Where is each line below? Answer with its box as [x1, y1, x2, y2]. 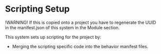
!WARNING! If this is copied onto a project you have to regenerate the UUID [5, 19, 156, 25]
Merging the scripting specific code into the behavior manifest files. [12, 43, 149, 49]
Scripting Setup [5, 3, 70, 15]
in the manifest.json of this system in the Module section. [5, 24, 120, 30]
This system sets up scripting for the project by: [5, 34, 101, 40]
